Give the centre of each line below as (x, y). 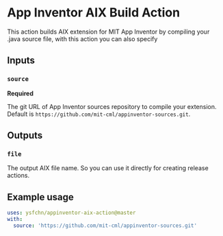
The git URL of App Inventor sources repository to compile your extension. (112, 106)
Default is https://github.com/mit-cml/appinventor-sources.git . (99, 114)
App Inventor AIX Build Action (93, 13)
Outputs (25, 135)
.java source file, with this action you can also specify (82, 38)
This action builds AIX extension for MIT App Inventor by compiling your (108, 32)
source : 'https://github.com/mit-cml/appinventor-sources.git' (105, 225)
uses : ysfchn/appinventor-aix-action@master (71, 213)
